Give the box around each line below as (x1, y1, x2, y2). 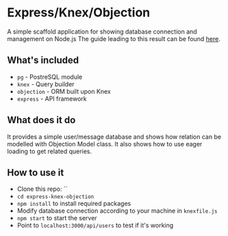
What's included (7, 55, 79, 66)
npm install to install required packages (16, 200, 131, 208)
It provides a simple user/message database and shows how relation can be (7, 132, 221, 141)
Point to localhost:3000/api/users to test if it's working (16, 221, 174, 230)
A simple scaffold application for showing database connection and (7, 27, 197, 36)
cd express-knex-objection (16, 194, 94, 200)
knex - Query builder (16, 80, 75, 88)
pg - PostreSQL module (16, 73, 83, 81)
